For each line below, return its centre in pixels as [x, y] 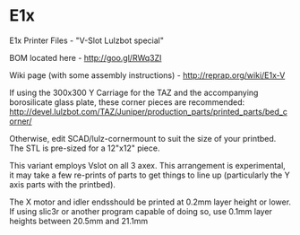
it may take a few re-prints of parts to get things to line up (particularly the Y [150, 175]
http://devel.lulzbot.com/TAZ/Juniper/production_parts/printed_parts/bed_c [149, 111]
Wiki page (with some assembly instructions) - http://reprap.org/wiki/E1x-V [147, 75]
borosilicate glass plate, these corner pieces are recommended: [127, 102]
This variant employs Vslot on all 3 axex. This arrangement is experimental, [148, 165]
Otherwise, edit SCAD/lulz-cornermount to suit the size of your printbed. [143, 138]
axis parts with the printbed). [63, 184]
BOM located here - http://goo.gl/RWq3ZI [86, 57]
